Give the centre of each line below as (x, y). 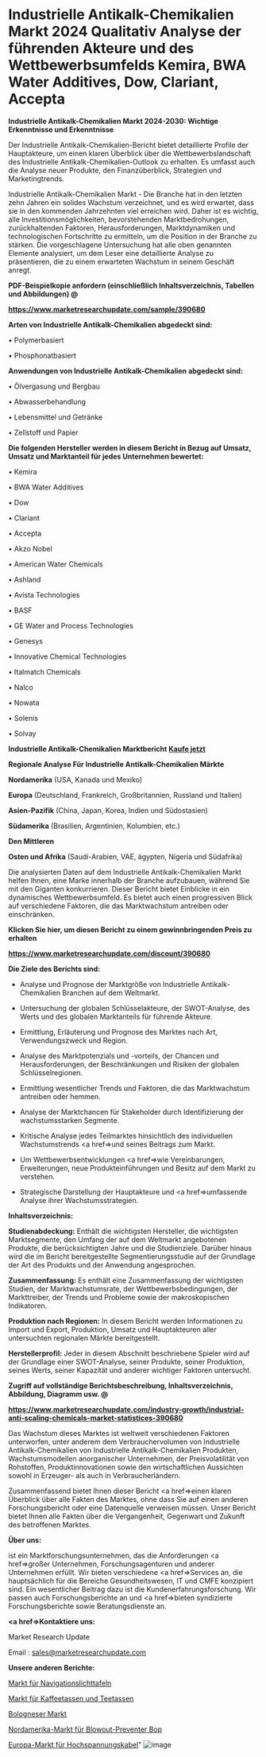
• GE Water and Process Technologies (71, 625)
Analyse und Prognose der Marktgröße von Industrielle (110, 984)
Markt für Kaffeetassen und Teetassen (71, 1698)
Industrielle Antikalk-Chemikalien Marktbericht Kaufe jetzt (107, 749)
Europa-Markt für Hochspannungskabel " (75, 1744)
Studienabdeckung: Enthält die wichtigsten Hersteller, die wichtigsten (123, 1231)
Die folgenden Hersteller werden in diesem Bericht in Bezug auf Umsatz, (130, 447)
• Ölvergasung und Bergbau (54, 386)
